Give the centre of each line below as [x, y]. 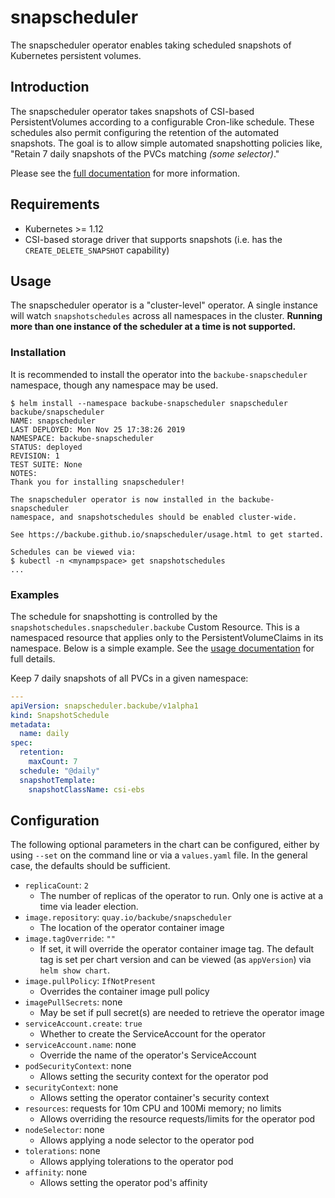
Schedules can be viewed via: [73, 552]
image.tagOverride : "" [70, 938]
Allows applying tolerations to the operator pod [136, 1162]
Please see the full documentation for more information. [125, 173]
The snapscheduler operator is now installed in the [122, 499]
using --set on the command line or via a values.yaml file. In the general [159, 855]
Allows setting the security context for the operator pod [154, 1077]
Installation [38, 353]
